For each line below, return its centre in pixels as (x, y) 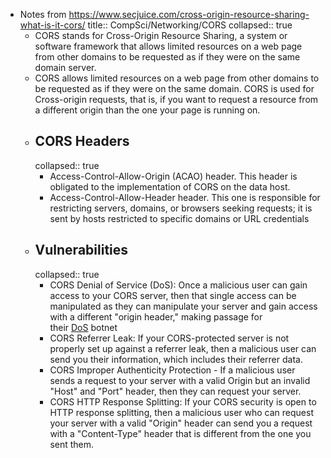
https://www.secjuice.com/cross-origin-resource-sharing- (189, 14)
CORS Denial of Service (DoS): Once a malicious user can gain (178, 285)
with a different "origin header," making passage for (156, 316)
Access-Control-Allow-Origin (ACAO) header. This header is (173, 176)
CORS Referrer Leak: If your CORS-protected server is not (169, 338)
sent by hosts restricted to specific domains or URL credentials (179, 218)
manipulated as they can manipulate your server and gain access (183, 306)
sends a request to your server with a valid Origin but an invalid (180, 380)
